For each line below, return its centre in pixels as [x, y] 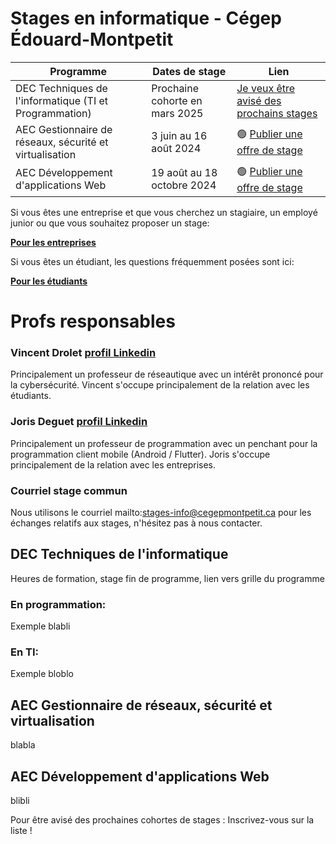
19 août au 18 [184, 173]
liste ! [21, 831]
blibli [20, 801]
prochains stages [277, 113]
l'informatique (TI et [62, 100]
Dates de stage [189, 71]
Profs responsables [93, 321]
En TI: [24, 652]
